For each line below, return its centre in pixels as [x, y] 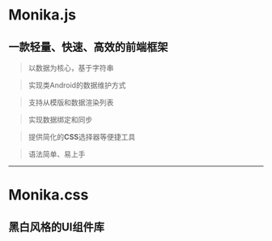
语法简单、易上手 [57, 154]
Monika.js [42, 15]
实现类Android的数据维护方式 [77, 85]
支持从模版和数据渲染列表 [71, 102]
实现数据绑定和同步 [60, 120]
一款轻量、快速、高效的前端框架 [88, 47]
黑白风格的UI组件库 [57, 227]
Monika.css [49, 195]
